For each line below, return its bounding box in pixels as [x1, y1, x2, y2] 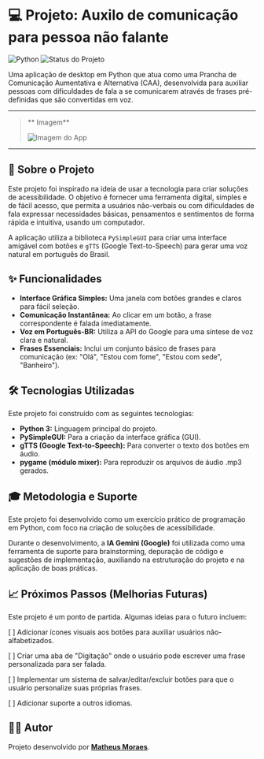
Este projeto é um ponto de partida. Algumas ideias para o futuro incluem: [8, 612, 247, 621]
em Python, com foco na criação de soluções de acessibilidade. [8, 523, 215, 533]
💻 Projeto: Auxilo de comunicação [8, 6, 239, 24]
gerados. [19, 466, 49, 475]
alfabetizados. [8, 636, 54, 645]
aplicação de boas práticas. [8, 564, 98, 573]
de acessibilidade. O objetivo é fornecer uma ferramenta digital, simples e [8, 192, 247, 202]
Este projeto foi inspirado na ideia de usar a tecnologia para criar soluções [8, 184, 249, 193]
